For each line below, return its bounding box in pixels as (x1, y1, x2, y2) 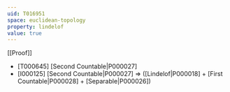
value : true (7, 29, 42, 37)
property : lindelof (7, 23, 64, 30)
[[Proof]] (7, 49, 33, 57)
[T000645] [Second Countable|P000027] (17, 62, 138, 70)
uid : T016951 (7, 10, 45, 17)
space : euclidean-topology (7, 17, 86, 24)
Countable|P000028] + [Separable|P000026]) (17, 77, 152, 86)
